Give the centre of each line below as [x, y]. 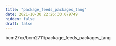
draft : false [19, 24]
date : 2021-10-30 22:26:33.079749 [42, 14]
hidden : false [20, 19]
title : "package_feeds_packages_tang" [46, 10]
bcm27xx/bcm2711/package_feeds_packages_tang [58, 38]
